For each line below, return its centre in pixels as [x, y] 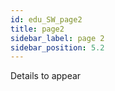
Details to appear [46, 76]
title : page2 [37, 29]
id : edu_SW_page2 [46, 19]
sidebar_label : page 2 [57, 38]
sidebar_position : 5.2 [57, 47]
